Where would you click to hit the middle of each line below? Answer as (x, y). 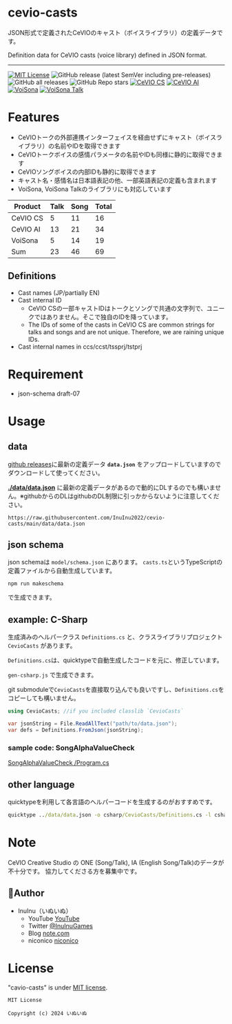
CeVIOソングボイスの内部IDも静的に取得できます (87, 172)
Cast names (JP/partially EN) (59, 293)
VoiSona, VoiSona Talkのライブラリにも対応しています (95, 189)
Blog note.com (49, 933)
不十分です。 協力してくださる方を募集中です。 (74, 871)
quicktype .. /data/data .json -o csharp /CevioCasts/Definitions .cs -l (110, 815)
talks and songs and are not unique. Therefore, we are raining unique (126, 331)
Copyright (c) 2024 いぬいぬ (48, 1013)
